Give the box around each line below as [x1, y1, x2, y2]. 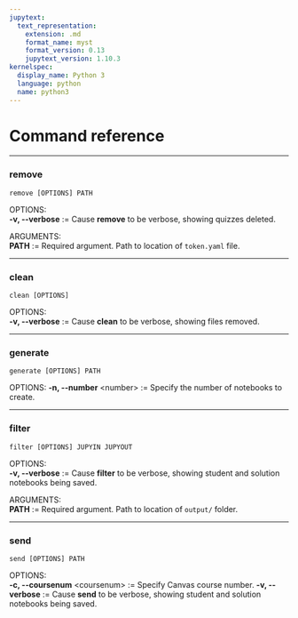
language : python [17, 79, 82, 88]
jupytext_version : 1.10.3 [25, 54, 122, 63]
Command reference [9, 125, 165, 146]
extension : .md [25, 29, 82, 38]
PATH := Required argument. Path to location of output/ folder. [9, 503, 239, 514]
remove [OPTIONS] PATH [9, 189, 93, 197]
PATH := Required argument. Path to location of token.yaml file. [9, 240, 240, 251]
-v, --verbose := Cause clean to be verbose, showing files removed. [9, 317, 260, 327]
